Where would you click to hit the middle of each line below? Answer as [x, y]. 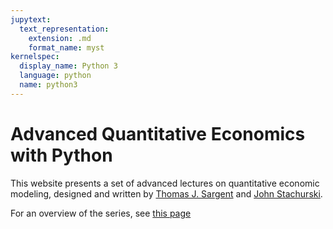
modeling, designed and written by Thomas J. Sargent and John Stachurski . [166, 193]
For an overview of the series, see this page [101, 213]
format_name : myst [66, 47]
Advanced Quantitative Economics [158, 133]
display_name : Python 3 [68, 66]
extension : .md [60, 38]
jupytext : [31, 19]
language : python [55, 76]
